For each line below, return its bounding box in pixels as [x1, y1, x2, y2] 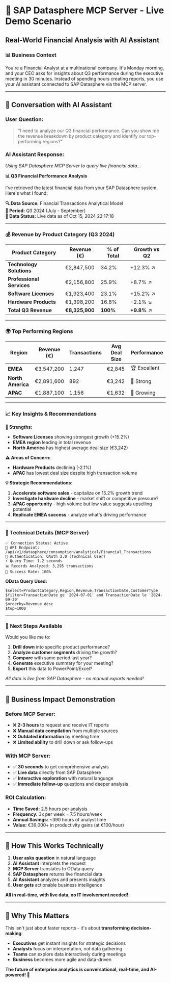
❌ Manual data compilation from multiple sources [12, 728, 118, 734]
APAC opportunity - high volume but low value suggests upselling [12, 501, 152, 507]
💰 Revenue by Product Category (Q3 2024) [5, 230, 115, 238]
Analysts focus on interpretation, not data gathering [12, 946, 123, 952]
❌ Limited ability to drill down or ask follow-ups [12, 739, 113, 745]
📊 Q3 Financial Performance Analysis [5, 173, 88, 179]
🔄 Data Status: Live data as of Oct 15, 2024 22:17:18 [5, 213, 114, 219]
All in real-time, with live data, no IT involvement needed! [5, 892, 129, 898]
